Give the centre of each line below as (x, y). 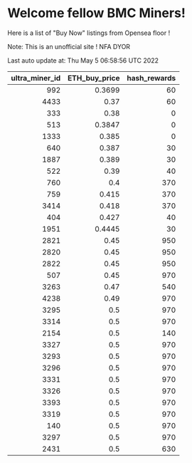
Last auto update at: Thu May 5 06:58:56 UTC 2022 (83, 60)
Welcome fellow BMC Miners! (97, 13)
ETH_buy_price (94, 78)
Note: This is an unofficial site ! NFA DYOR (69, 46)
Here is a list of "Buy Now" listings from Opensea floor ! (89, 33)
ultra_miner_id (36, 78)
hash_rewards (151, 78)
